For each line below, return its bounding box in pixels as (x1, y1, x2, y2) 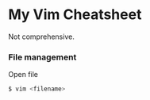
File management (8, 52, 77, 63)
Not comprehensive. (8, 32, 75, 41)
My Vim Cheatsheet (8, 6, 142, 24)
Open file (8, 70, 38, 79)
